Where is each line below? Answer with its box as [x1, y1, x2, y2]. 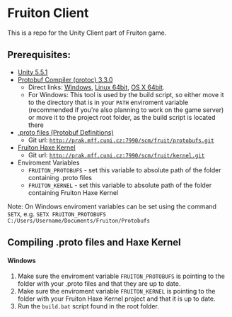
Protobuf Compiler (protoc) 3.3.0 [17, 75, 113, 84]
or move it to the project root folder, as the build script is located [28, 113, 216, 121]
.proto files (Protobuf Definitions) [17, 128, 114, 136]
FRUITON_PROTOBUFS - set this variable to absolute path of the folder [28, 165, 221, 174]
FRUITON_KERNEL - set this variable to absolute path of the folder [28, 181, 212, 189]
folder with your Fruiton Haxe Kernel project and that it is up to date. [17, 294, 216, 303]
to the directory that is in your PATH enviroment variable [28, 98, 189, 106]
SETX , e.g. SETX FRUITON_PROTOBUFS [7, 209, 106, 218]
